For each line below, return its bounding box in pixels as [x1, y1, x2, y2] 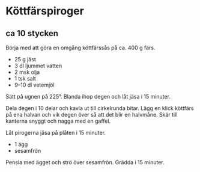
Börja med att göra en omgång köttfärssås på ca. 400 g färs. [5, 44, 156, 51]
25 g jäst [14, 56, 37, 63]
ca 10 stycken [5, 28, 58, 38]
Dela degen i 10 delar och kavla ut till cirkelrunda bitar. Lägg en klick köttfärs [5, 105, 194, 112]
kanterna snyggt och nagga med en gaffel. [5, 117, 111, 124]
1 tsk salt [14, 75, 37, 82]
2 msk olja [14, 69, 40, 76]
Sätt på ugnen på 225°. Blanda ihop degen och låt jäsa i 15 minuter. [5, 93, 171, 100]
